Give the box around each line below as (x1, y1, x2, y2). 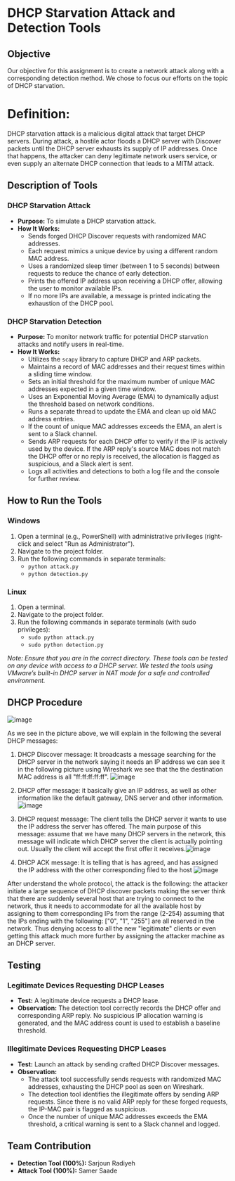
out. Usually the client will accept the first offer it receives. (17, 844, 186, 853)
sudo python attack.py (27, 634, 95, 641)
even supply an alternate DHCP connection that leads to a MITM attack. (7, 159, 215, 167)
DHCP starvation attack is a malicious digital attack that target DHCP (7, 129, 206, 138)
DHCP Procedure (7, 696, 83, 708)
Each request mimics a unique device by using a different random (27, 246, 218, 255)
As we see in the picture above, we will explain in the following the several (7, 729, 222, 737)
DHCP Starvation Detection (7, 317, 102, 326)
